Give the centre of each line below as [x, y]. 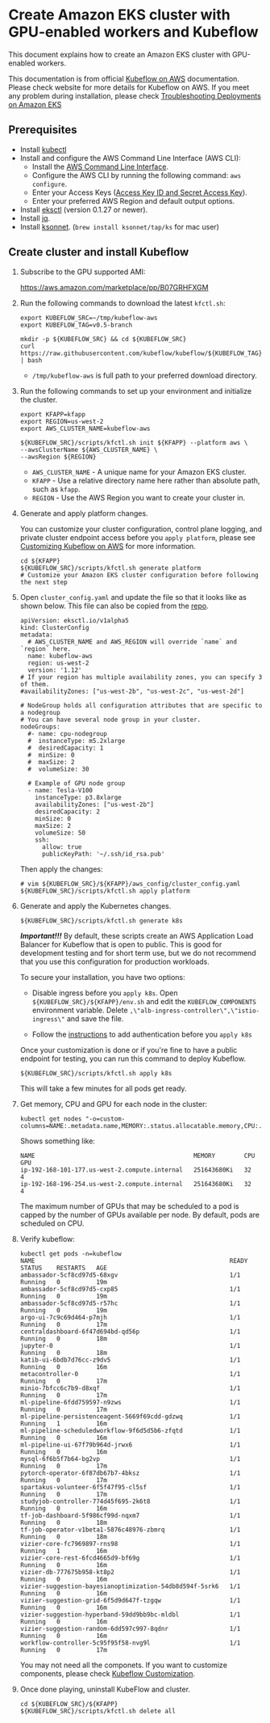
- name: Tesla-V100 [60, 790]
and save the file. [95, 1018]
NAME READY [134, 1261]
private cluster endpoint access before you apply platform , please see [137, 537]
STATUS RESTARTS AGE [63, 1268]
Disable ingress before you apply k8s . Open [105, 993]
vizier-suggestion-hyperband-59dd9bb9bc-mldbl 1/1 [130, 1615]
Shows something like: [57, 1141]
